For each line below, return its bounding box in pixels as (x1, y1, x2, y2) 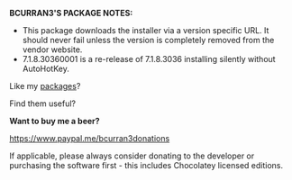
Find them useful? (9, 98, 77, 109)
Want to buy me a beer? (9, 116, 101, 126)
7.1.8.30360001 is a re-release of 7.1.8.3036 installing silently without (22, 54, 277, 64)
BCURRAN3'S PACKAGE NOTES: (9, 8, 133, 18)
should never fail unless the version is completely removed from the (22, 35, 275, 45)
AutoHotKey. (22, 63, 69, 74)
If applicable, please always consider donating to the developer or (9, 150, 255, 161)
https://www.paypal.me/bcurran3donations (9, 133, 170, 143)
